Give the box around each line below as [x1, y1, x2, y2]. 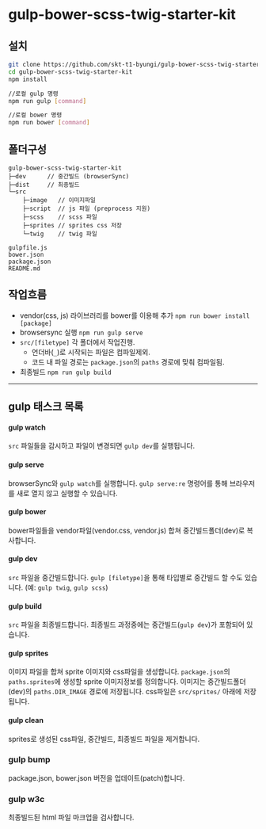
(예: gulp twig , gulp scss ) [25, 583, 108, 592]
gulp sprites [8, 648, 49, 658]
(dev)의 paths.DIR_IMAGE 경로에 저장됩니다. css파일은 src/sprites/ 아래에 [8, 687, 242, 697]
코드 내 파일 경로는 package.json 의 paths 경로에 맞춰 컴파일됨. [31, 357, 225, 366]
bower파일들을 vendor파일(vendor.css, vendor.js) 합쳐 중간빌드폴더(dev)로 [8, 525, 245, 535]
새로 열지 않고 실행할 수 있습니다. [16, 488, 118, 498]
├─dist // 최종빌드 [8, 181, 80, 189]
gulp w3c [8, 793, 45, 804]
